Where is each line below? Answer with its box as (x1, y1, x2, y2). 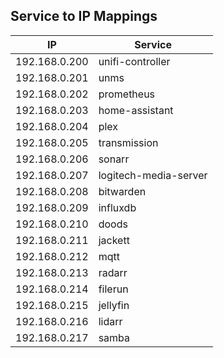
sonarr (98, 152, 130, 166)
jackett (98, 233, 130, 247)
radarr (98, 265, 128, 279)
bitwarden (98, 184, 147, 198)
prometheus (98, 87, 156, 101)
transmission (98, 135, 159, 149)
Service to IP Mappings (10, 8, 158, 25)
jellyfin (98, 298, 130, 312)
